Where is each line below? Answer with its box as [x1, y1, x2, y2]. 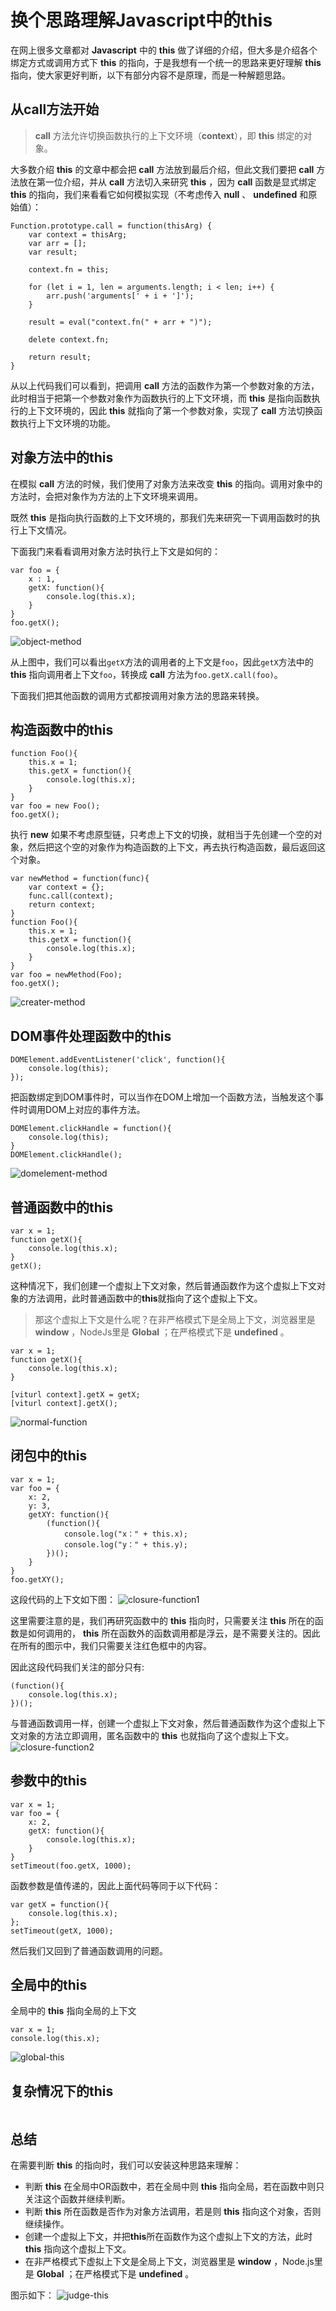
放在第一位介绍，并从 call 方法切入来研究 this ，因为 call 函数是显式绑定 [18, 176, 317, 188]
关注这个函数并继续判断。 [24, 2193, 131, 2205]
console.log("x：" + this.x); [63, 1529, 188, 1539]
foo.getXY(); [10, 1574, 65, 1585]
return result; [28, 352, 92, 362]
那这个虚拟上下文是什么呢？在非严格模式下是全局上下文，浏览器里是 [34, 1314, 316, 1325]
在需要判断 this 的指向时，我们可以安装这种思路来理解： [10, 2159, 242, 2171]
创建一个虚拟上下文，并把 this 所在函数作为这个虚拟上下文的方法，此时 [24, 2231, 313, 2243]
